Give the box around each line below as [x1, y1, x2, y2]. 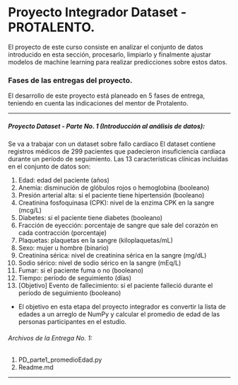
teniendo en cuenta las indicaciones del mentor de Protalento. [8, 99, 189, 108]
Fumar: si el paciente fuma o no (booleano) [18, 266, 144, 275]
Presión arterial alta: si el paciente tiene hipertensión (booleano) [18, 191, 205, 200]
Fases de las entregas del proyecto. [8, 75, 133, 85]
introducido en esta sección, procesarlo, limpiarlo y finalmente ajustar [8, 50, 211, 59]
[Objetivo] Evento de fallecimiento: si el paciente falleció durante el [18, 281, 213, 290]
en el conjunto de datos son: [8, 162, 91, 171]
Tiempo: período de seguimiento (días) [18, 274, 132, 282]
